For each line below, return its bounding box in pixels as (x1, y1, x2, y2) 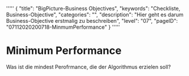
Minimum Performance (6, 44, 122, 57)
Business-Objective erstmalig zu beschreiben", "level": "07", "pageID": (6, 18, 178, 24)
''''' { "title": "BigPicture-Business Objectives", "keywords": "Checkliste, (6, 5, 181, 12)
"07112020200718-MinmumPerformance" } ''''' (6, 23, 120, 30)
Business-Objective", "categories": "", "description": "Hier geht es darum (6, 11, 184, 18)
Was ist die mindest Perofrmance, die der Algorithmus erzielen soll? (6, 63, 171, 70)
